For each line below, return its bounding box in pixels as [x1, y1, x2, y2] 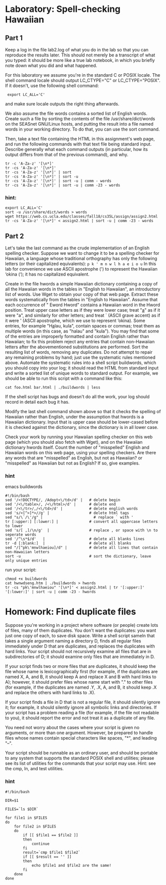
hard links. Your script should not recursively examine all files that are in [5, 649, 152, 654]
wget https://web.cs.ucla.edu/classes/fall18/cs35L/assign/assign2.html [5, 214, 158, 219]
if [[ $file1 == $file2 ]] [23, 833, 79, 838]
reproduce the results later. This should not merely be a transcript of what [5, 52, 156, 58]
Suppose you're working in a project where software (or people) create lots [5, 622, 159, 628]
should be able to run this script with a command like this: [5, 375, 123, 381]
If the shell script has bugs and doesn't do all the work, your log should [5, 394, 150, 400]
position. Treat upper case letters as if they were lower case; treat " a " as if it [5, 307, 161, 313]
